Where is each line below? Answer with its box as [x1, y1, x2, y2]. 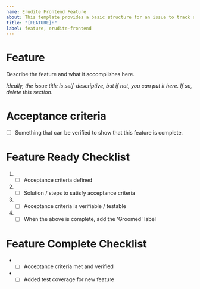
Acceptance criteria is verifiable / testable [23, 203, 127, 210]
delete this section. [6, 89, 53, 96]
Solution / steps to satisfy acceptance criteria [23, 189, 135, 197]
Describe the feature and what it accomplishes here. [6, 71, 135, 78]
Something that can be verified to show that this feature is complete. [14, 129, 183, 136]
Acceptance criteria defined [23, 176, 93, 184]
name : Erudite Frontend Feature [6, 8, 86, 15]
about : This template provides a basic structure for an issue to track [6, 14, 190, 20]
